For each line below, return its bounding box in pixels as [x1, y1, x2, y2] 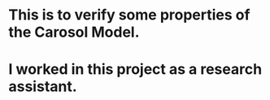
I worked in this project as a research [8, 60, 263, 79]
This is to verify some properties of [8, 6, 250, 24]
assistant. [8, 77, 77, 96]
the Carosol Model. [8, 23, 140, 41]
